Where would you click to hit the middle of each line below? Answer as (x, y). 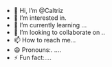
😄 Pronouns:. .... (37, 50)
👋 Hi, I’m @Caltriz (38, 11)
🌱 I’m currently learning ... (50, 25)
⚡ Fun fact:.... (32, 57)
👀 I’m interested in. (40, 18)
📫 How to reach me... (45, 40)
